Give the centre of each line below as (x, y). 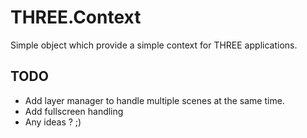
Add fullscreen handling (74, 111)
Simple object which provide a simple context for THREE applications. (154, 45)
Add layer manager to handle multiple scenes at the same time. (154, 100)
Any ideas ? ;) (53, 122)
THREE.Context (76, 17)
